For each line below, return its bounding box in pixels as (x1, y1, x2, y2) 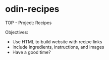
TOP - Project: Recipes (5, 20, 52, 26)
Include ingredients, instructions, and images (12, 44, 105, 50)
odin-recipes (5, 3, 59, 15)
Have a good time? (12, 49, 51, 55)
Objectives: (5, 29, 28, 35)
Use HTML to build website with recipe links (12, 38, 103, 45)
